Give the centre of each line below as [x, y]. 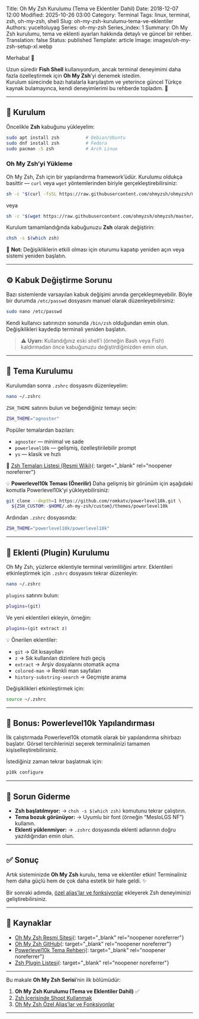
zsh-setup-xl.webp [29, 46]
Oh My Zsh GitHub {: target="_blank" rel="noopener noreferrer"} [93, 944]
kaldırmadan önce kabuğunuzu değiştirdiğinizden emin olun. [94, 347]
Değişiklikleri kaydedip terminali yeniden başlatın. [66, 329]
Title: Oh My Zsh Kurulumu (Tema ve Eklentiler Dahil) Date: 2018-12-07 [92, 9]
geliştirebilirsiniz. [27, 899]
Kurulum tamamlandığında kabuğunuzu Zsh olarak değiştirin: [81, 227]
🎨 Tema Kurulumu [40, 371]
